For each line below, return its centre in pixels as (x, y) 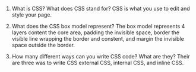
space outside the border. (43, 45)
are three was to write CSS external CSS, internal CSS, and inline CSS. (98, 63)
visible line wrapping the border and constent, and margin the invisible (98, 39)
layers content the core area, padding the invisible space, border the (96, 32)
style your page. (32, 15)
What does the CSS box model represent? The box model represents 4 (98, 26)
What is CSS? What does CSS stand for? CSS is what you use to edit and (101, 9)
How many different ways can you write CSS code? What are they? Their (101, 56)
